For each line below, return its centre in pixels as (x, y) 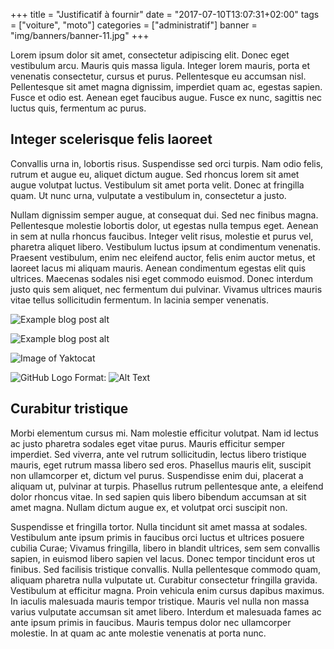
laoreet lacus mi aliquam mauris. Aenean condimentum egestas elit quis (158, 268)
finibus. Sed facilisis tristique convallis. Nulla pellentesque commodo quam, (166, 569)
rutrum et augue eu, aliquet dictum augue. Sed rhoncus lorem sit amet (155, 174)
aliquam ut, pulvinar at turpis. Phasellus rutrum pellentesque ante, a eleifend (167, 486)
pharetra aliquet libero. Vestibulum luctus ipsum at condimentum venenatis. (166, 246)
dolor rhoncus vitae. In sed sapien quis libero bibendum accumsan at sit (158, 496)
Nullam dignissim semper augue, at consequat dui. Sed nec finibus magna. (164, 215)
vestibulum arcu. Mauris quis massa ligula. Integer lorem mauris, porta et (160, 65)
